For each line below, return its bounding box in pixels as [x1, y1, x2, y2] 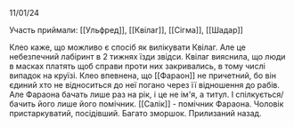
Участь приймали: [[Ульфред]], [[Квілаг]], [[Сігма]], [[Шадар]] [9, 25, 243, 35]
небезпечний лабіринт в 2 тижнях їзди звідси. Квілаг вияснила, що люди [9, 52, 286, 61]
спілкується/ [235, 89, 284, 99]
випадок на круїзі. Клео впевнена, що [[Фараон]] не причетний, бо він [9, 70, 276, 81]
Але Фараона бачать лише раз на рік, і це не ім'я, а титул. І [9, 89, 234, 99]
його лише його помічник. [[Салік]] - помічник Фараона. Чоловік [37, 99, 284, 109]
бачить [9, 99, 37, 109]
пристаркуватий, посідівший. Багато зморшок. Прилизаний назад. [9, 108, 262, 118]
